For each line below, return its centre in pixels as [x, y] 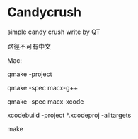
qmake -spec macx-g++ [43, 87]
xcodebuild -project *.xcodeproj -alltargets [69, 115]
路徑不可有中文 [29, 46]
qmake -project [30, 74]
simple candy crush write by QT [54, 32]
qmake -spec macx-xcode [46, 101]
